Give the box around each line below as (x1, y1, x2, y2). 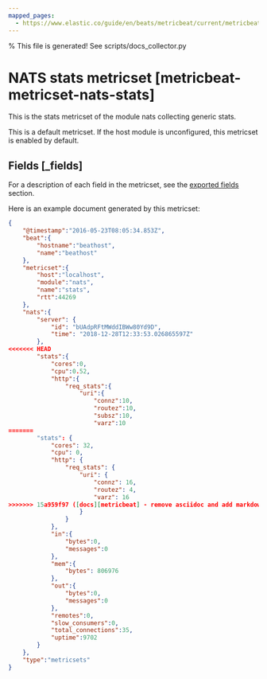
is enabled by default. (8, 136, 79, 146)
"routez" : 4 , (93, 486, 137, 494)
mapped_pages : (8, 11, 56, 20)
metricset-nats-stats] (8, 85, 155, 103)
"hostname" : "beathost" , (37, 241, 115, 249)
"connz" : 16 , (93, 478, 137, 486)
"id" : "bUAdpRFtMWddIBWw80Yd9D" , (50, 323, 161, 331)
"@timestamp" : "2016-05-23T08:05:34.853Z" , (22, 227, 165, 235)
